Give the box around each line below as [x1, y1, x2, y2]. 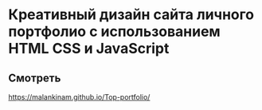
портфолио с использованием [8, 22, 221, 41]
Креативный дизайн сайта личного [8, 6, 255, 24]
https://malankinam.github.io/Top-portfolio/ [8, 92, 151, 101]
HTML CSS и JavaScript [8, 40, 170, 57]
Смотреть [8, 71, 61, 84]
